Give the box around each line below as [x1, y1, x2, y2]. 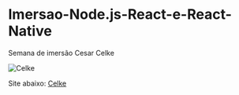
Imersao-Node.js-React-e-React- [8, 5, 233, 24]
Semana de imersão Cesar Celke [8, 48, 114, 57]
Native [8, 22, 53, 40]
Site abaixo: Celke [8, 79, 67, 88]
